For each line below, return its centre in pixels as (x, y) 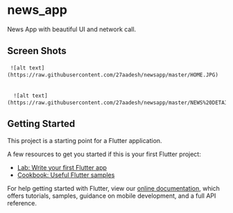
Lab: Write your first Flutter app (62, 167)
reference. (22, 203)
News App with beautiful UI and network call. (72, 29)
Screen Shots (37, 51)
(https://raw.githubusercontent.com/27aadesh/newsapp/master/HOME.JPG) (113, 75)
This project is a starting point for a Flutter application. (85, 140)
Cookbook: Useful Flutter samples (66, 175)
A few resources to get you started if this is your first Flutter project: (104, 154)
